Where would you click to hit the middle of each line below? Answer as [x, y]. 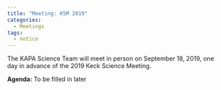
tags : [15, 33]
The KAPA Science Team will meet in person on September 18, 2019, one [110, 58]
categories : [24, 20]
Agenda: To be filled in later [47, 79]
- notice [26, 39]
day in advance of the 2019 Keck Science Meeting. [79, 66]
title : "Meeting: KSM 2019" [48, 13]
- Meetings [29, 26]
